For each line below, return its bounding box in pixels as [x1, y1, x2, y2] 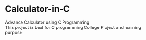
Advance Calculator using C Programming [5, 19, 90, 25]
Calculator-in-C [5, 3, 70, 14]
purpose [5, 29, 22, 35]
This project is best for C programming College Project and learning [5, 24, 142, 30]
